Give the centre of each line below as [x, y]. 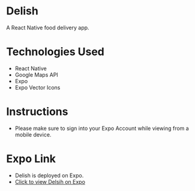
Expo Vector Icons [37, 87]
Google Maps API [36, 75]
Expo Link [31, 159]
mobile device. [33, 134]
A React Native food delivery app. [48, 28]
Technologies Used [55, 52]
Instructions [37, 112]
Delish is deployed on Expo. [49, 175]
